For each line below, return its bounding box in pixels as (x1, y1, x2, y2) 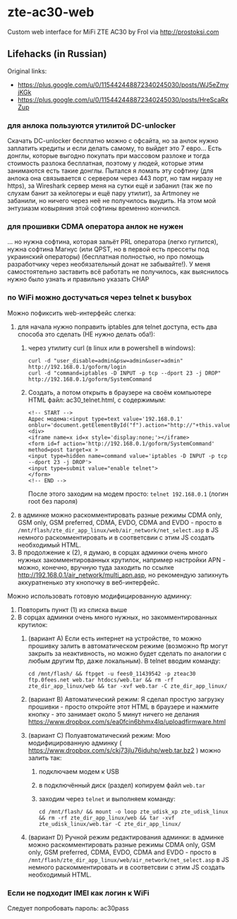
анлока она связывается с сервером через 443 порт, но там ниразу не (7, 174, 222, 183)
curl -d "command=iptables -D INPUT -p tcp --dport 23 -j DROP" (28, 370, 221, 377)
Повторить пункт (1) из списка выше (17, 605, 128, 614)
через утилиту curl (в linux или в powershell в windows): (28, 343, 196, 352)
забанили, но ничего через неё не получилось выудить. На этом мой (7, 197, 217, 205)
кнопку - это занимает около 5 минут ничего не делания (28, 710, 200, 718)
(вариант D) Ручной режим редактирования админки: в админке (28, 833, 224, 841)
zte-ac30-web (7, 4, 95, 20)
